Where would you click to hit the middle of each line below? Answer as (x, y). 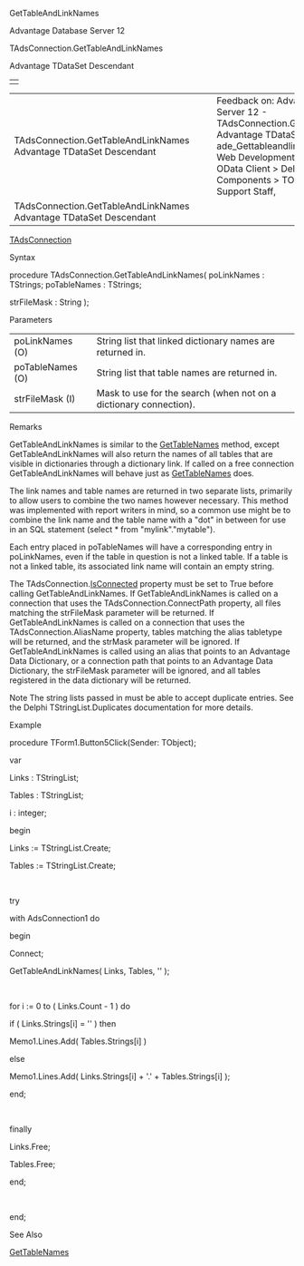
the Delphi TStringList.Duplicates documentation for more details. (131, 707)
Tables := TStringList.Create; (62, 866)
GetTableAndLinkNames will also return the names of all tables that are (141, 454)
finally (21, 1129)
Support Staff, (246, 191)
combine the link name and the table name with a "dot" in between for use (148, 520)
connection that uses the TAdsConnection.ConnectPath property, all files (145, 603)
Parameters (31, 320)
